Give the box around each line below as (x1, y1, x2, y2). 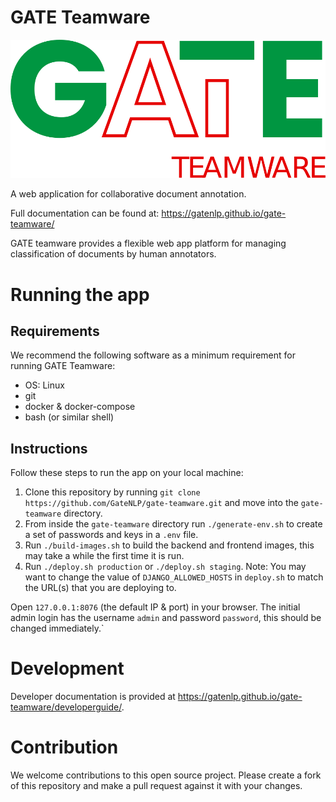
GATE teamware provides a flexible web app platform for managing (10, 237, 287, 250)
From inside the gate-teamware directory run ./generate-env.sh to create (24, 518, 323, 530)
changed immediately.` (10, 622, 105, 635)
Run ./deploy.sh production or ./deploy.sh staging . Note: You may (24, 561, 307, 573)
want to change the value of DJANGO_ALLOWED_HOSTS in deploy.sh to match (24, 571, 324, 583)
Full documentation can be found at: (10, 207, 160, 220)
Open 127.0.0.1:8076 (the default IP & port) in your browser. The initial (10, 601, 301, 613)
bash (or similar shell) (24, 411, 115, 423)
